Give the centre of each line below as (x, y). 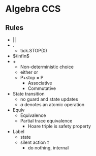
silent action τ (35, 142)
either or (29, 72)
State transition (28, 94)
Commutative (42, 88)
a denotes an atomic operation (52, 104)
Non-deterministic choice (47, 67)
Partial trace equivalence (46, 121)
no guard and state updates (49, 99)
